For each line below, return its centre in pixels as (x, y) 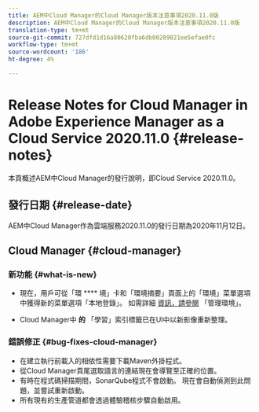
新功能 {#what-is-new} (53, 274)
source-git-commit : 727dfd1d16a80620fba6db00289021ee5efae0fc (112, 37)
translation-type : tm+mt (49, 30)
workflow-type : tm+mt (44, 45)
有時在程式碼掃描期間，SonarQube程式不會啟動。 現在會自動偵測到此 (132, 380)
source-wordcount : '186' (49, 52)
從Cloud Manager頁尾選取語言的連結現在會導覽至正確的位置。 (120, 370)
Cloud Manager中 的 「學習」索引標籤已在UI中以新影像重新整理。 (126, 320)
